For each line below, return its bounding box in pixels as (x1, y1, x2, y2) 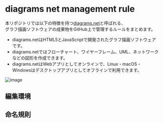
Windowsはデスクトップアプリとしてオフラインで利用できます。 (12, 67, 142, 73)
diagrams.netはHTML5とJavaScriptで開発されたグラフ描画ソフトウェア (12, 37, 156, 42)
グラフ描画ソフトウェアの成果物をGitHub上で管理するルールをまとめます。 (5, 26, 156, 32)
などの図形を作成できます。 (12, 55, 68, 61)
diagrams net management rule (5, 3, 135, 15)
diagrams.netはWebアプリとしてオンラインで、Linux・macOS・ (12, 61, 142, 67)
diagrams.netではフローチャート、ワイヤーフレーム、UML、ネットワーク (12, 49, 159, 55)
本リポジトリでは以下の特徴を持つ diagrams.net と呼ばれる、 (5, 20, 126, 26)
